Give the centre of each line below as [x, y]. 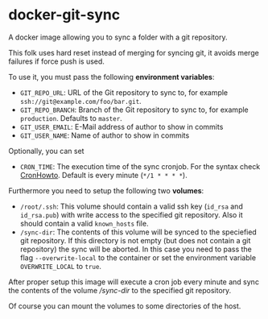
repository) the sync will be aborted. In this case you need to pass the [136, 249]
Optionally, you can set [46, 151]
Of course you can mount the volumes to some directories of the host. [125, 306]
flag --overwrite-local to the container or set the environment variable [138, 257]
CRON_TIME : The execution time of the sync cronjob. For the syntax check [140, 166]
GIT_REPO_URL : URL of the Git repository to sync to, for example [124, 92]
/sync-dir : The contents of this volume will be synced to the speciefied [138, 232]
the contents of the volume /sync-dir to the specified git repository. [120, 290]
